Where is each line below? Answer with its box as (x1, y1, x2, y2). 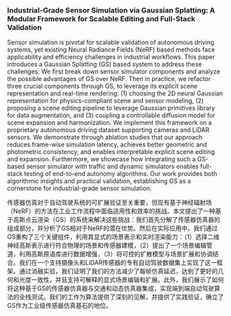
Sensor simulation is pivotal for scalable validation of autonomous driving (7, 38, 214, 47)
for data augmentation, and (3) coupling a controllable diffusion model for (7, 111, 215, 120)
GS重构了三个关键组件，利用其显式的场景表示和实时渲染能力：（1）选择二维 (7, 233, 220, 241)
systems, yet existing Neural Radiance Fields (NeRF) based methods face (7, 45, 215, 54)
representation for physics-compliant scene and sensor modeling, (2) (7, 97, 204, 105)
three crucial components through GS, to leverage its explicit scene (7, 82, 198, 91)
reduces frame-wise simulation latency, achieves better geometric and (7, 140, 208, 149)
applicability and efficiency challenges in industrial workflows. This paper (7, 53, 215, 61)
